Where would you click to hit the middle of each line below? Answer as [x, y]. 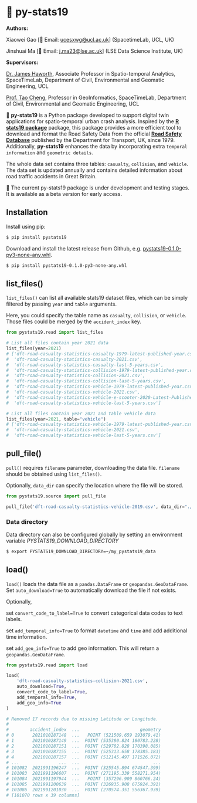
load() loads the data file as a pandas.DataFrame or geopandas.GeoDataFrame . [97, 584]
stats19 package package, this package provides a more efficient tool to [94, 127]
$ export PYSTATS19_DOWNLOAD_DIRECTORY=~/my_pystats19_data [81, 551]
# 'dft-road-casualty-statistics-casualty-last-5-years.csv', [85, 365]
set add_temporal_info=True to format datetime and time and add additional [97, 631]
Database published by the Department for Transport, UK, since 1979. [91, 140]
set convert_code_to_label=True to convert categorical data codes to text [94, 613]
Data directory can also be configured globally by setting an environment [94, 534]
